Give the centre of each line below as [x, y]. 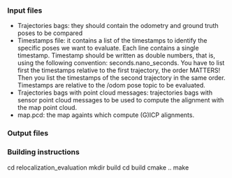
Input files [25, 11]
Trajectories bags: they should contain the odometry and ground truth [118, 26]
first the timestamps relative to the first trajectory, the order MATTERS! [119, 70]
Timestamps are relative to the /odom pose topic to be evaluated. [111, 85]
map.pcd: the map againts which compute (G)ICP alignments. [106, 115]
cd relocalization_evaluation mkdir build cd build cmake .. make [98, 167]
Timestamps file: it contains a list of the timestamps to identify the [112, 41]
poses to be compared [50, 33]
